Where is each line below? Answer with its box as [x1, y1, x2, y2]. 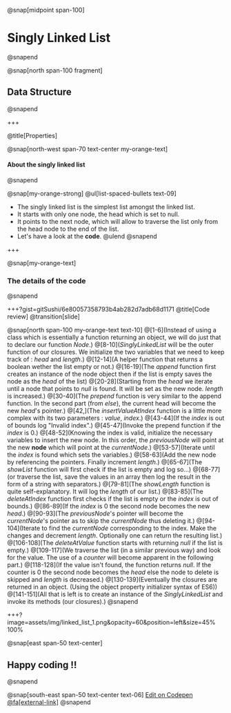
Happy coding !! [7, 659, 77, 671]
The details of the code [7, 276, 86, 285]
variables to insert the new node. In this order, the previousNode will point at [7, 436, 224, 444]
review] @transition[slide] [7, 312, 81, 321]
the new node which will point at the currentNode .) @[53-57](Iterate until [7, 444, 215, 452]
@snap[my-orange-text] [7, 258, 77, 267]
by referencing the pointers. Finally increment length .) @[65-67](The [7, 458, 202, 466]
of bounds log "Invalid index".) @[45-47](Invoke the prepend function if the [7, 421, 221, 430]
